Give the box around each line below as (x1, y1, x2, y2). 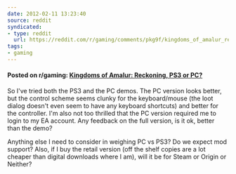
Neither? (7, 160, 32, 168)
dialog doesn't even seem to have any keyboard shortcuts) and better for (7, 102, 219, 110)
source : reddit (7, 17, 52, 24)
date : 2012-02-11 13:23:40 (7, 10, 86, 18)
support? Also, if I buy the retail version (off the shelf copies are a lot (7, 145, 206, 154)
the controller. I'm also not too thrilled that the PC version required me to (7, 109, 216, 118)
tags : (7, 43, 23, 50)
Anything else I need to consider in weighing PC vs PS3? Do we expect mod (7, 138, 227, 146)
